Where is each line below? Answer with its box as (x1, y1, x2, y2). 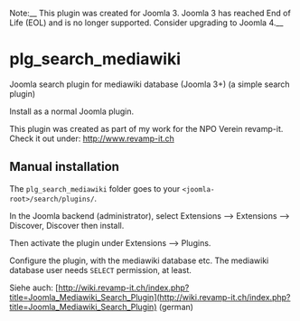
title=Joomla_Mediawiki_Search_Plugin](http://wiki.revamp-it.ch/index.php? (9, 291, 291, 302)
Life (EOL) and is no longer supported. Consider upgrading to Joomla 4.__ (9, 17, 284, 28)
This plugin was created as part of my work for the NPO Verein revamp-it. (9, 123, 284, 134)
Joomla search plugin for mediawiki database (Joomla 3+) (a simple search (9, 79, 291, 90)
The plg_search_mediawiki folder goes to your (9, 183, 181, 194)
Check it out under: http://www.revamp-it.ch (9, 133, 174, 144)
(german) (158, 301, 194, 312)
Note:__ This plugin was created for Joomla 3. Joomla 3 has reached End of (9, 8, 291, 18)
